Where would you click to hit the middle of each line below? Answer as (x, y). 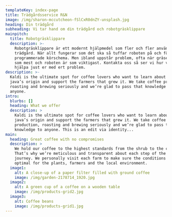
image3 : (18, 196)
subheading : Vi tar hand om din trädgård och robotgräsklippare (75, 29)
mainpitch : (17, 34)
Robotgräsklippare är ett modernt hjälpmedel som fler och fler (84, 48)
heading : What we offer (35, 106)
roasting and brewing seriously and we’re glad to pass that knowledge (88, 86)
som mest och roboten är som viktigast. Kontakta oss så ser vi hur (89, 63)
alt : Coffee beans (34, 201)
